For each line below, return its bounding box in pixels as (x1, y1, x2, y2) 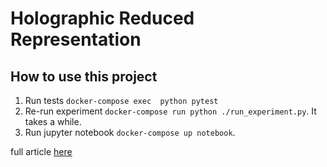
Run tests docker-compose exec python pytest (24, 95, 219, 106)
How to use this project (10, 68, 158, 85)
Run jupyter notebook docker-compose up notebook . (24, 127, 236, 138)
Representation (10, 28, 142, 51)
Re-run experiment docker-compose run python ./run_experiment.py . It (24, 105, 317, 117)
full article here (10, 146, 73, 157)
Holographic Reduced (10, 7, 195, 30)
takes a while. (24, 116, 82, 127)
